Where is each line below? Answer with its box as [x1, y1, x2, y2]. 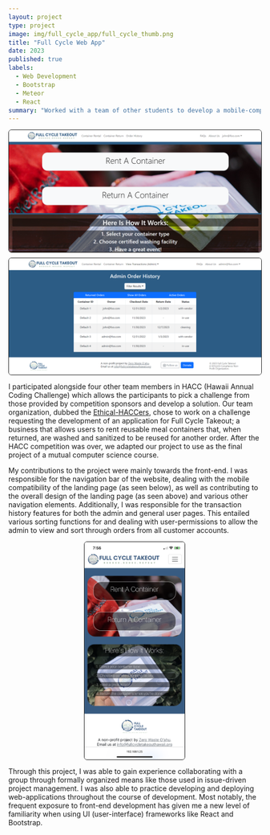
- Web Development [15, 72, 78, 80]
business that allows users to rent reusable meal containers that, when [8, 424, 242, 434]
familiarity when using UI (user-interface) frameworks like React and [8, 808, 234, 819]
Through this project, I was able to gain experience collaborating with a [8, 766, 243, 776]
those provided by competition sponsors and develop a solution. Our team [8, 399, 254, 408]
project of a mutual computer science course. [8, 450, 159, 460]
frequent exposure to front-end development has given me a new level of [8, 800, 250, 810]
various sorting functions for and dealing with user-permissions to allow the [8, 517, 259, 526]
